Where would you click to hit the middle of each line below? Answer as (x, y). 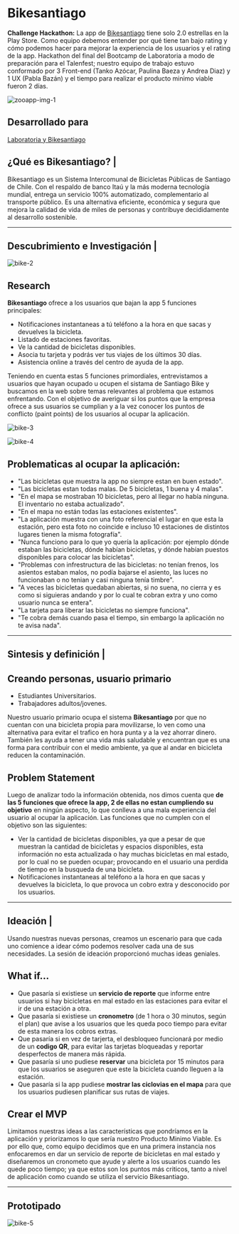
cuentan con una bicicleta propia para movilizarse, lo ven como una (107, 725)
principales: (25, 310)
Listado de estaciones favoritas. (64, 340)
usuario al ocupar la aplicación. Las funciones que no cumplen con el (109, 818)
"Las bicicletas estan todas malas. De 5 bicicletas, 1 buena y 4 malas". (120, 489)
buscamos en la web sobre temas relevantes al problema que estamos (111, 391)
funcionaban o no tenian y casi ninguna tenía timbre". (96, 580)
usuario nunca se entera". (55, 602)
